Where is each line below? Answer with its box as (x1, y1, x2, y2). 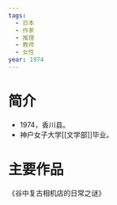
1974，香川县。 (19, 120, 70, 129)
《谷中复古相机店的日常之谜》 (8, 188, 105, 198)
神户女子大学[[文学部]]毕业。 (19, 130, 114, 139)
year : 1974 (8, 56, 44, 64)
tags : (8, 11, 26, 20)
